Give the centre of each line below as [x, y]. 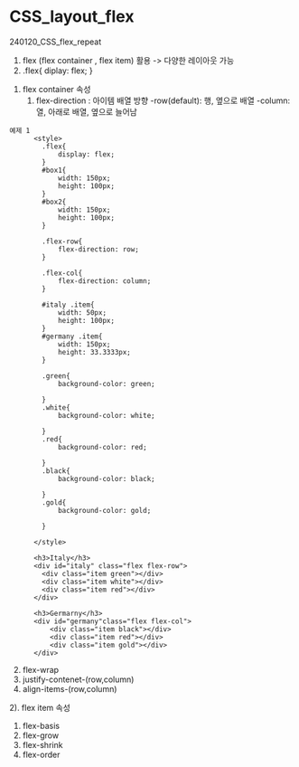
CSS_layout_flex [72, 17]
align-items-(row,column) [70, 688]
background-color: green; [106, 383]
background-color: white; [106, 415]
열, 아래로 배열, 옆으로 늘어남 [86, 111]
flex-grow [41, 735]
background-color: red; [102, 447]
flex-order [41, 754]
